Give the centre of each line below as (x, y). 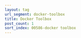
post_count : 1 (19, 23)
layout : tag (17, 10)
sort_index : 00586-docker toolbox (40, 28)
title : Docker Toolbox (28, 19)
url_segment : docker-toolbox (35, 14)
